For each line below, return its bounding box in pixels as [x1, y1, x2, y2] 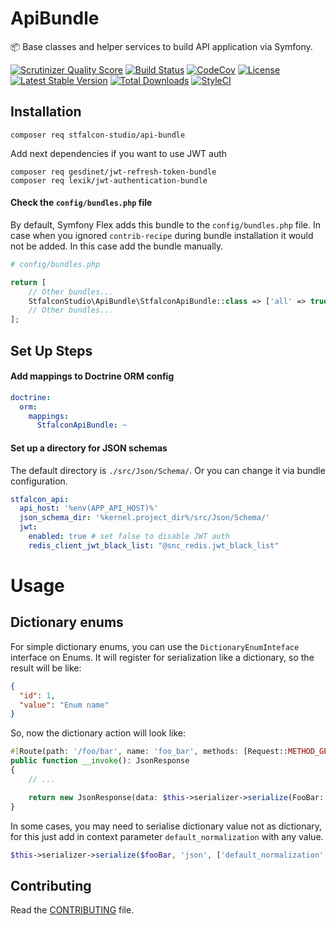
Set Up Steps [10, 342, 93, 359]
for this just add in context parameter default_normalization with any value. [10, 830, 324, 842]
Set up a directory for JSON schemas [10, 442, 168, 454]
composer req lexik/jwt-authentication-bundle [10, 175, 208, 186]
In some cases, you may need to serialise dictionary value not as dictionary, [10, 820, 323, 832]
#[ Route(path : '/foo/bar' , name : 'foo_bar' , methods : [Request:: [10, 747, 288, 757]
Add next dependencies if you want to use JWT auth [10, 147, 228, 159]
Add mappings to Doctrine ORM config [10, 370, 175, 382]
